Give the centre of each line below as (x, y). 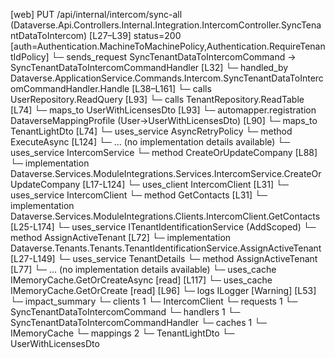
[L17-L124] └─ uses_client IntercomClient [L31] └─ (185, 184)
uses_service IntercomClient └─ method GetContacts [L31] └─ (139, 195)
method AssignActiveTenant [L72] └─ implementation (121, 237)
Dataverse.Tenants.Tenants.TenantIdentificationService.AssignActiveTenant (166, 248)
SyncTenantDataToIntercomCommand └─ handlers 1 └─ (125, 312)
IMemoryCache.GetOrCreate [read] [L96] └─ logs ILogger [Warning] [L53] (163, 290)
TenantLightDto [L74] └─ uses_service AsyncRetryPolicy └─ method (151, 131)
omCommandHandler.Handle (70, 88)
